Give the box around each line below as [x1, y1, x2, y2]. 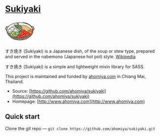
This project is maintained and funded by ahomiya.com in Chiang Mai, [5, 73, 146, 79]
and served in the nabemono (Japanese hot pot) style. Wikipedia [5, 54, 136, 59]
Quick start [5, 113, 40, 121]
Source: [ [12, 88, 31, 94]
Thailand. [5, 78, 24, 84]
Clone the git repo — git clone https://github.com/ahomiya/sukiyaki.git [5, 125, 156, 131]
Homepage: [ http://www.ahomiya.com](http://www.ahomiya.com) [12, 98, 145, 104]
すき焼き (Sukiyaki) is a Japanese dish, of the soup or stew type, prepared [5, 48, 155, 54]
